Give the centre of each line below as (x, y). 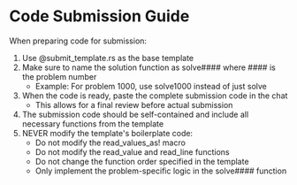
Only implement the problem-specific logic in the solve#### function (161, 171)
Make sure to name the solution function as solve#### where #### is (148, 67)
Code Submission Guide (99, 16)
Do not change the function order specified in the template (142, 161)
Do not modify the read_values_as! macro (110, 143)
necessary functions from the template (93, 123)
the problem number (59, 76)
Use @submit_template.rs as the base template (108, 58)
